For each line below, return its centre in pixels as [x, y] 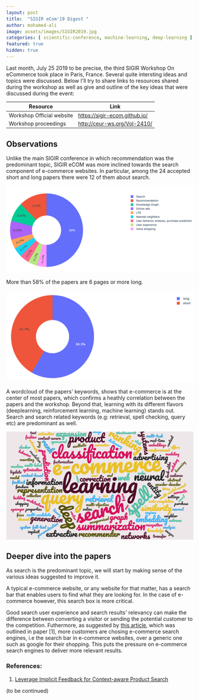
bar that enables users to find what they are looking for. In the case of [91, 595]
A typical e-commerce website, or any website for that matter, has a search [98, 589]
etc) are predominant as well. [42, 423]
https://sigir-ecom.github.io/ [113, 115]
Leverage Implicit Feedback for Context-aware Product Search [91, 679]
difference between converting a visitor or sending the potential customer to [99, 619]
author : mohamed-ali [32, 25]
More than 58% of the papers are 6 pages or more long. [75, 282]
